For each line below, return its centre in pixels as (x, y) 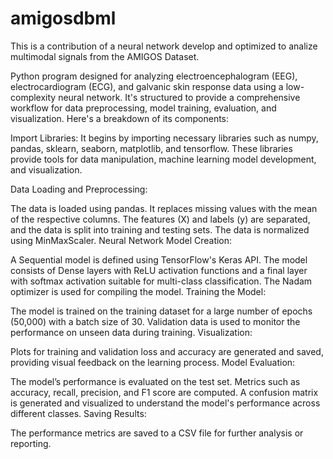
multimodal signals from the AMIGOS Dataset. (105, 56)
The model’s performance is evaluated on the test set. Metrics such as (155, 381)
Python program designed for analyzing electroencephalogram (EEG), (154, 76)
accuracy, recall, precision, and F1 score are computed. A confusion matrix (164, 392)
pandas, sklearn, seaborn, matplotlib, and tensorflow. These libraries (151, 148)
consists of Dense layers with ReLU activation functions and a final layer (159, 270)
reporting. (31, 443)
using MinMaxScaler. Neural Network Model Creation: (121, 240)
